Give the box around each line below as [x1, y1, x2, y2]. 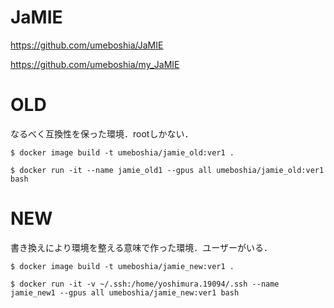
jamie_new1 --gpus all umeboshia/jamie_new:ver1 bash [10, 287, 240, 298]
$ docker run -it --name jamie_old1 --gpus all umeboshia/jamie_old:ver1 [10, 165, 325, 175]
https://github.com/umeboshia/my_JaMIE [10, 58, 180, 70]
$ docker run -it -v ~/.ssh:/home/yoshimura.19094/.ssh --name [10, 279, 280, 289]
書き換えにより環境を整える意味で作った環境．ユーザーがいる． [10, 241, 273, 253]
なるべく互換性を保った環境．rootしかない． [10, 127, 194, 140]
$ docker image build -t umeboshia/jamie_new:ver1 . [10, 261, 235, 271]
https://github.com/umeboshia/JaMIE [10, 39, 164, 51]
